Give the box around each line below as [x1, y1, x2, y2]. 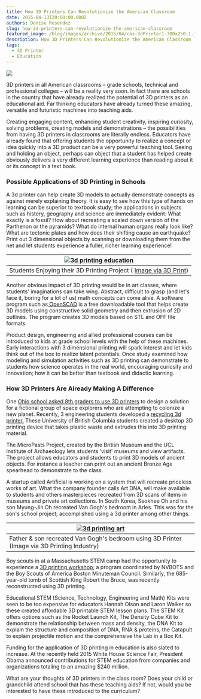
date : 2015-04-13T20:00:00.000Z [6, 14, 87, 20]
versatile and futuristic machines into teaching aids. [6, 106, 133, 114]
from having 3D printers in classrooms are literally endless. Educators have [6, 130, 191, 138]
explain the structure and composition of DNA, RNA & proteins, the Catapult [6, 626, 193, 633]
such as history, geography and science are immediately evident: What [6, 210, 181, 217]
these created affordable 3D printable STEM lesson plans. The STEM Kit [6, 607, 184, 614]
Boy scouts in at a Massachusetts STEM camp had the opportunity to [6, 557, 177, 564]
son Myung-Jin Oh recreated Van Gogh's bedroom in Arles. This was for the [6, 504, 194, 511]
